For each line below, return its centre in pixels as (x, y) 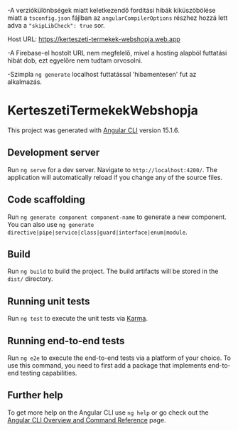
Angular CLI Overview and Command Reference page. (87, 420)
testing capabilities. (49, 373)
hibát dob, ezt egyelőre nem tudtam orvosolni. (75, 60)
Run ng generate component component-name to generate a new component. (117, 217)
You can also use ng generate (51, 224)
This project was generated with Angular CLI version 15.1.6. (93, 130)
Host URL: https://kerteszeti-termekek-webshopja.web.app (94, 39)
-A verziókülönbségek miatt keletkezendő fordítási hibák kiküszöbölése (112, 10)
